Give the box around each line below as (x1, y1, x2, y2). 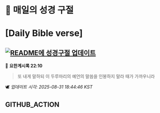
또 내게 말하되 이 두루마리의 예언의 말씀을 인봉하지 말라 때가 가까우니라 (17, 73, 155, 80)
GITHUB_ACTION (5, 100, 60, 109)
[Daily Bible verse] (5, 28, 83, 39)
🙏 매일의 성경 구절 (5, 4, 74, 16)
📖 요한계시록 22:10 (5, 63, 42, 69)
